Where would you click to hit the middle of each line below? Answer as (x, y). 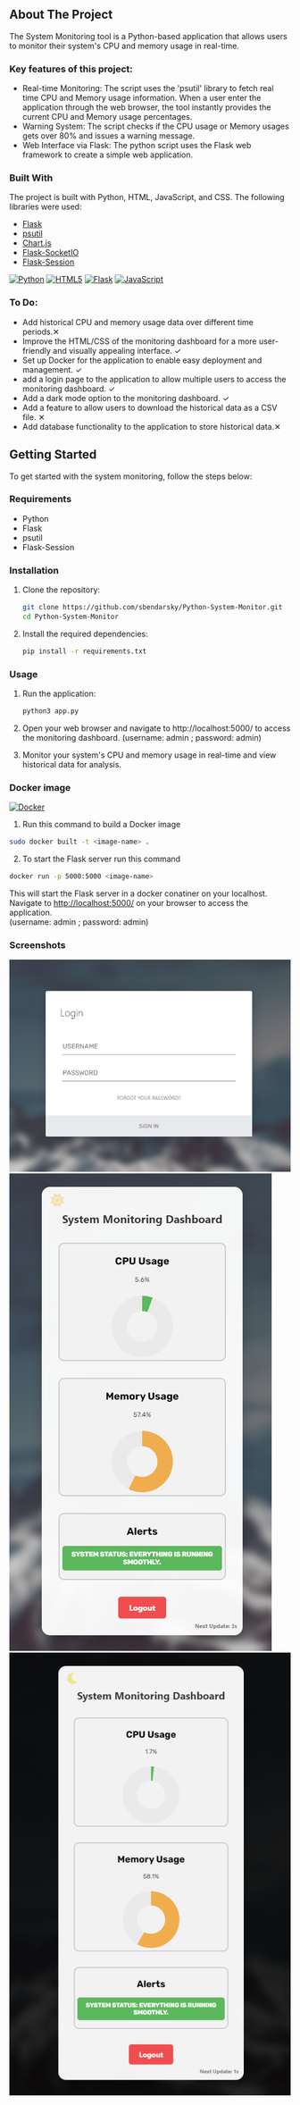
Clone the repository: (61, 590)
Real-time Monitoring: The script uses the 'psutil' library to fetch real (148, 88)
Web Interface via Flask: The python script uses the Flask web (137, 146)
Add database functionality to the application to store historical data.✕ (151, 426)
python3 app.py (50, 711)
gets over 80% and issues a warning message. (108, 136)
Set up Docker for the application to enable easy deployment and (142, 360)
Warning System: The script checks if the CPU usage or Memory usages (156, 126)
